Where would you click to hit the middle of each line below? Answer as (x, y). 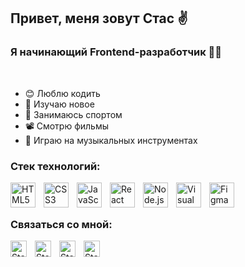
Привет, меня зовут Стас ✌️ (99, 18)
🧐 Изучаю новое (59, 104)
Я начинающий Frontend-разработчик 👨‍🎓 (116, 52)
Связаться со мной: (61, 224)
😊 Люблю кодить (62, 93)
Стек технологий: (55, 166)
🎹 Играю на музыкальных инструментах (111, 140)
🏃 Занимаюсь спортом (73, 114)
